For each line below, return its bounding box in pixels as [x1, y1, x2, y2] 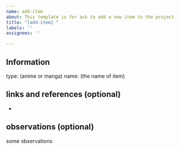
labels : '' [6, 25, 33, 31]
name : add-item [6, 8, 43, 15]
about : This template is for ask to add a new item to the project [6, 14, 175, 20]
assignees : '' [6, 30, 41, 36]
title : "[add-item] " [6, 19, 59, 25]
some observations [6, 137, 53, 144]
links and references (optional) [6, 89, 121, 99]
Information [6, 57, 50, 67]
